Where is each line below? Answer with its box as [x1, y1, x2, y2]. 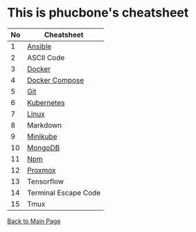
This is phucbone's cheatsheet [7, 5, 189, 21]
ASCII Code [27, 53, 65, 62]
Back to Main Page [7, 217, 61, 225]
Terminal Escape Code [27, 188, 101, 197]
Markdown [27, 120, 62, 130]
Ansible [27, 42, 52, 51]
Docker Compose [27, 75, 84, 84]
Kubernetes [27, 98, 65, 107]
